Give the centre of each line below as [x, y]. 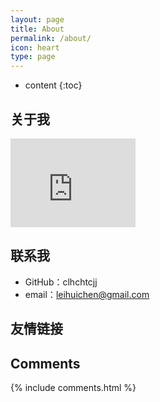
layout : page [37, 19]
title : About [37, 29]
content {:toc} [53, 85]
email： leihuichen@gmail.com [87, 294]
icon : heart [35, 47]
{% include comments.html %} [73, 387]
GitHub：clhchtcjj [61, 282]
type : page [33, 57]
